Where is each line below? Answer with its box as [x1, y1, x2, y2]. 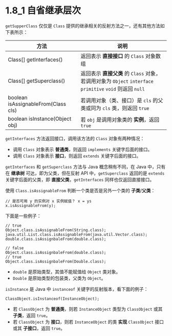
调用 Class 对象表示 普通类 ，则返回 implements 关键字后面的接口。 [12, 146, 153, 152]
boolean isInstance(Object [8, 115, 72, 122]
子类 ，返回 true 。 [12, 312, 51, 319]
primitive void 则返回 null [80, 85, 145, 92]
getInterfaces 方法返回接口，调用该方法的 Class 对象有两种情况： [5, 135, 145, 141]
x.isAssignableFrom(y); [5, 203, 56, 208]
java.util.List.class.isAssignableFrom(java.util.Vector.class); [5, 232, 147, 237]
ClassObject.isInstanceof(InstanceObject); [5, 296, 100, 301]
